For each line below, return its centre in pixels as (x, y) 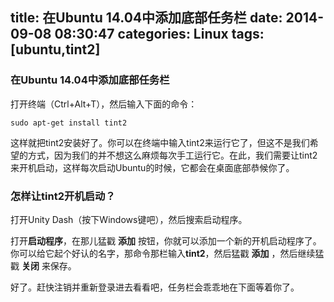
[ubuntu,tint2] (55, 49)
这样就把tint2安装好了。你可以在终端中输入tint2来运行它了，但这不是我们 (160, 142)
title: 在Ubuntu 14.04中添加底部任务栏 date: (146, 18)
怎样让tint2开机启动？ (63, 196)
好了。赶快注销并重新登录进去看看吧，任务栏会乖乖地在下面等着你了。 (155, 287)
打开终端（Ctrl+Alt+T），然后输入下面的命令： (104, 104)
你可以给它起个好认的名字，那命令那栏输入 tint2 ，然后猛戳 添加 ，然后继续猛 (167, 253)
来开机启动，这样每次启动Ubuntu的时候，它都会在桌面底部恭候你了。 (152, 167)
